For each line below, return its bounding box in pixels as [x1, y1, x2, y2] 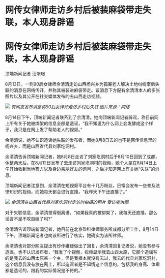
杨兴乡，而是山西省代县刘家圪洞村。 [5, 143, 79, 149]
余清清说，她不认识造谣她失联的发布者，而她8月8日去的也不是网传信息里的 [5, 137, 157, 143]
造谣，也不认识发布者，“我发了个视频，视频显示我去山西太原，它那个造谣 [5, 249, 154, 255]
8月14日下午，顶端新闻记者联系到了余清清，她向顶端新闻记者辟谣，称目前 [5, 114, 155, 121]
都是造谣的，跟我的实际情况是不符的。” [5, 268, 82, 274]
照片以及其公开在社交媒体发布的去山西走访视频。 [5, 93, 104, 99]
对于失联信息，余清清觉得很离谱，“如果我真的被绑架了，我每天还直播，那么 [5, 210, 158, 216]
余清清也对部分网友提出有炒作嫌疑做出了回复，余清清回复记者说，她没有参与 [5, 243, 160, 249]
